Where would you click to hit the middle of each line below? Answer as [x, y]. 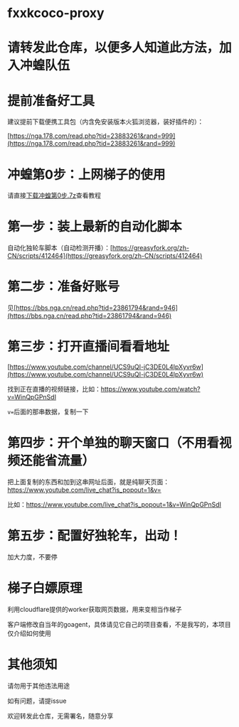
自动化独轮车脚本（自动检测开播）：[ [60, 248]
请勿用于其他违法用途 [38, 685]
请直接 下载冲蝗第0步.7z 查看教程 [54, 195]
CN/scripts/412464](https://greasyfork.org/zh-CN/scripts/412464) [105, 256]
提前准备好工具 [51, 101]
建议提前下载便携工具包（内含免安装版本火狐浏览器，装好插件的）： [106, 122]
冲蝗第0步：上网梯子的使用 [86, 174]
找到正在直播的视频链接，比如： [54, 389]
